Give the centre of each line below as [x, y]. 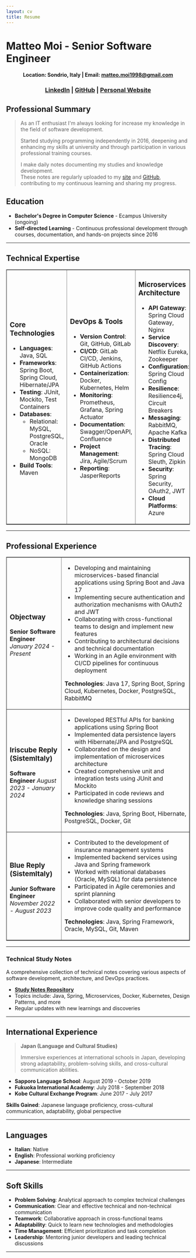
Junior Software [32, 888]
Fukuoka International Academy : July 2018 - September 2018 [89, 1087]
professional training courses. [56, 154]
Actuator [92, 417]
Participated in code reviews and [119, 793]
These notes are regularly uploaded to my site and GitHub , [91, 177]
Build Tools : [36, 465]
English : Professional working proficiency [65, 1155]
